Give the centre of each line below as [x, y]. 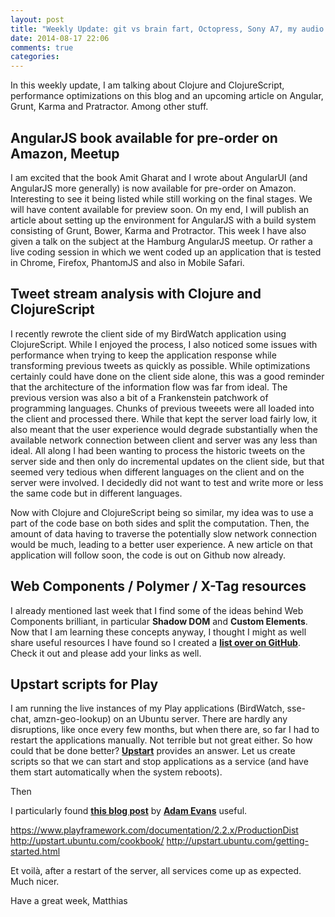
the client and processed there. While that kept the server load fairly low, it [164, 418]
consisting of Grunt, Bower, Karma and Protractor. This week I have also [158, 230]
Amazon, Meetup [65, 153]
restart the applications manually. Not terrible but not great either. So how [161, 740]
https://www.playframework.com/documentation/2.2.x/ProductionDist [154, 830]
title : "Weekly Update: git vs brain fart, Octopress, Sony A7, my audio [167, 29]
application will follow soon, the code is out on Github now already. [148, 555]
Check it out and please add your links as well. [106, 653]
